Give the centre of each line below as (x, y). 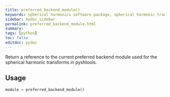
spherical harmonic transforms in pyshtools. (51, 62)
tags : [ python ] (21, 33)
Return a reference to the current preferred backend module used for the (81, 57)
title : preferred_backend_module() (43, 10)
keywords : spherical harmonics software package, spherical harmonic (80, 15)
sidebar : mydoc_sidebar (30, 19)
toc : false (17, 38)
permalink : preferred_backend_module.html (51, 24)
